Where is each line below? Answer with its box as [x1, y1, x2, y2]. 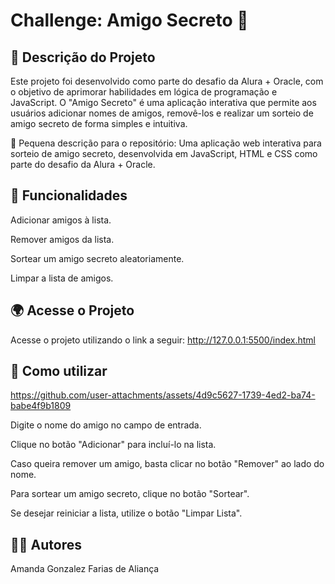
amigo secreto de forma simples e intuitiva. [10, 118, 188, 129]
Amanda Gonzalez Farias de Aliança [10, 563, 160, 575]
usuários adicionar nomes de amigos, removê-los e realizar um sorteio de [10, 107, 314, 119]
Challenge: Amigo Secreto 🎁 [10, 9, 249, 32]
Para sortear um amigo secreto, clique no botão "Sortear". [10, 488, 250, 500]
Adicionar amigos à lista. [10, 214, 112, 226]
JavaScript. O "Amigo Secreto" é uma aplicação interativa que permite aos [10, 97, 317, 108]
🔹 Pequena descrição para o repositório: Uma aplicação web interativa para [10, 137, 322, 149]
